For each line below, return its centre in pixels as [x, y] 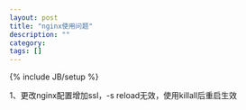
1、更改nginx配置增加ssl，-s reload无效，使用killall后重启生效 [123, 96]
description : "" [40, 34]
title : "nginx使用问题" [51, 26]
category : [28, 43]
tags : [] [26, 51]
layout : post [34, 18]
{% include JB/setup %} [54, 77]
